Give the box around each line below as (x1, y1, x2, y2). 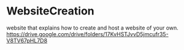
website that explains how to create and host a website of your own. (6, 24, 179, 31)
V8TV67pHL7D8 (6, 37, 48, 44)
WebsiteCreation (6, 4, 95, 18)
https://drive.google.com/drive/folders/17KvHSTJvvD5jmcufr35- (6, 30, 169, 37)
